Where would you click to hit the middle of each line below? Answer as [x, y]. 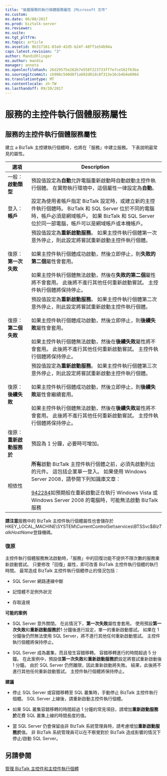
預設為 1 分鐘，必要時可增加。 [66, 443]
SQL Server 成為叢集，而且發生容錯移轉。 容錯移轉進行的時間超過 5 [82, 653]
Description [95, 167]
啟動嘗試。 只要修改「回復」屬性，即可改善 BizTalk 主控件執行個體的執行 [84, 564]
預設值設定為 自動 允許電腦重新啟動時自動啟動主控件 [91, 181]
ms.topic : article [24, 42]
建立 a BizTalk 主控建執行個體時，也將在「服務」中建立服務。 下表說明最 [79, 147]
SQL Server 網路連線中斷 [38, 581]
